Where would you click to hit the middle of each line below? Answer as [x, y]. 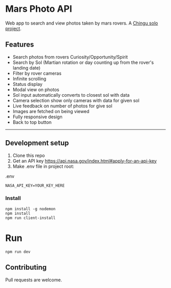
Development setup [37, 143]
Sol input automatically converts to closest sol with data [71, 95]
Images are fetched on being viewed [51, 111]
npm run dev [18, 252]
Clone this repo [28, 155]
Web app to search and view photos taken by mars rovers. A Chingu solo [82, 23]
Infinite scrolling [30, 79]
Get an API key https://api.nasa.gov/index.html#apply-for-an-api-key [84, 161]
